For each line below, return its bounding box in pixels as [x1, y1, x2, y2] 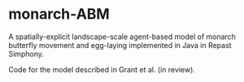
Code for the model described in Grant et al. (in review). [8, 64, 195, 74]
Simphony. [8, 49, 45, 58]
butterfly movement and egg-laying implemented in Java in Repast [8, 40, 232, 50]
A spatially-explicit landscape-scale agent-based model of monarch [8, 32, 236, 41]
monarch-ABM [8, 5, 110, 24]
